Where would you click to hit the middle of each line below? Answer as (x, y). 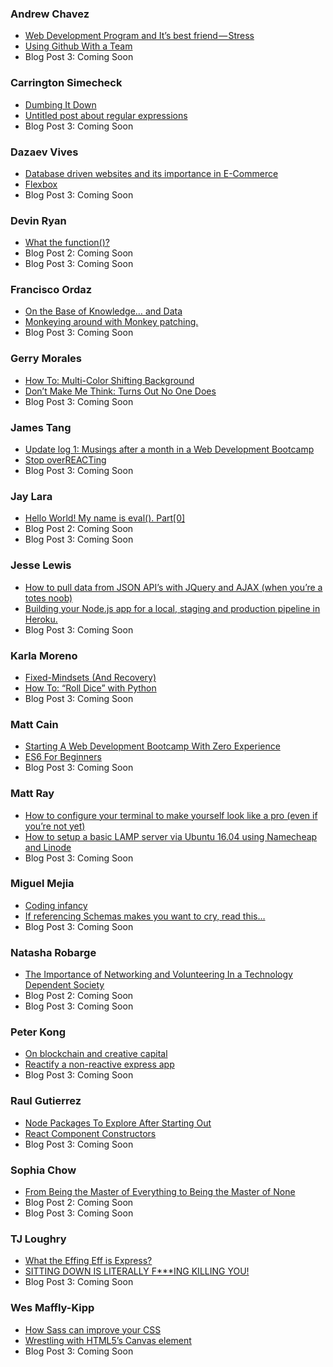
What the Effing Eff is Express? (88, 1261)
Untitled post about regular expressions (106, 115)
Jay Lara (31, 496)
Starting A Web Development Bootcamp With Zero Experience (152, 746)
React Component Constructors (90, 1133)
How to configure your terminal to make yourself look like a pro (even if (171, 815)
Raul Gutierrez (46, 1101)
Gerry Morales (46, 359)
